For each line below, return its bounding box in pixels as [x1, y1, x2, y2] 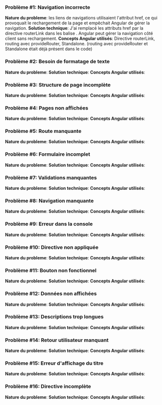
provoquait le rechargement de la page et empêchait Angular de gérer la [5, 20, 150, 26]
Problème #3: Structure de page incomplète [5, 81, 111, 88]
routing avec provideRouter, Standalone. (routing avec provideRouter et [5, 41, 148, 47]
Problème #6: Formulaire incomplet [5, 151, 90, 158]
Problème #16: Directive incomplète [5, 383, 91, 390]
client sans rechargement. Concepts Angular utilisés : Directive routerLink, [5, 36, 155, 41]
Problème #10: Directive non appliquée [5, 244, 99, 251]
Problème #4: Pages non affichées [5, 104, 89, 111]
